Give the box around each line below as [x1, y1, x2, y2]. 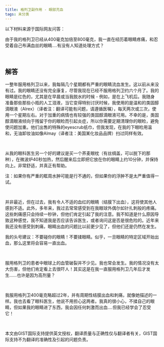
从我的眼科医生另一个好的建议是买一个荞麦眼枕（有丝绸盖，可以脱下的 [5, 150, 146, 156]
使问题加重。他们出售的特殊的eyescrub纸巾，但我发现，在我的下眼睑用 [5, 124, 148, 130]
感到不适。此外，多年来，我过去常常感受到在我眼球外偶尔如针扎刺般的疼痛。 [5, 205, 159, 211]
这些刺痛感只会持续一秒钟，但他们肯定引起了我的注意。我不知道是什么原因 [5, 211, 155, 217]
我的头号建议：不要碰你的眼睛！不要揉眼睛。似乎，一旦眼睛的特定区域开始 [5, 234, 155, 240]
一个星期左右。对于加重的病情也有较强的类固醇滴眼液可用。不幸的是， [9, 112, 150, 118]
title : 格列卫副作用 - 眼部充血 [5, 7, 63, 12]
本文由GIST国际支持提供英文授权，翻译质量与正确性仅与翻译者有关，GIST [5, 330, 153, 336]
